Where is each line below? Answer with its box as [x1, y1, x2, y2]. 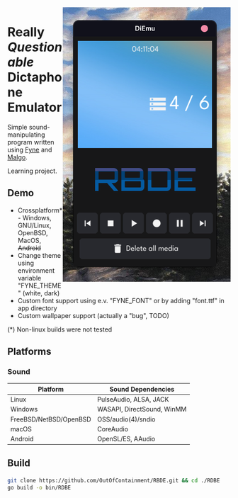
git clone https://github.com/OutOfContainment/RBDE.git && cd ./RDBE [7, 477, 220, 484]
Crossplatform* [17, 205, 63, 215]
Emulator [7, 99, 62, 115]
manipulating [7, 130, 45, 139]
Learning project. [7, 166, 58, 175]
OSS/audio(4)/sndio [96, 414, 156, 424]
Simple [7, 123, 28, 131]
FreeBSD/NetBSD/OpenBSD [10, 414, 91, 424]
